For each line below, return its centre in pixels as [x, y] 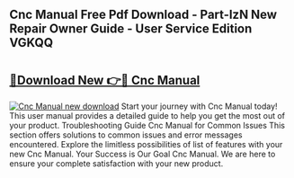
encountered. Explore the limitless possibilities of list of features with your [146, 144]
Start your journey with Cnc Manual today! [199, 106]
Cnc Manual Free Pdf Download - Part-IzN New [143, 15]
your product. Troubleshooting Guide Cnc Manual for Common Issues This [147, 125]
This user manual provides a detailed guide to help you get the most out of [147, 116]
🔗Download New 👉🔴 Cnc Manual [105, 80]
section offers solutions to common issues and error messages [126, 135]
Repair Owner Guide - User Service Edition [131, 29]
